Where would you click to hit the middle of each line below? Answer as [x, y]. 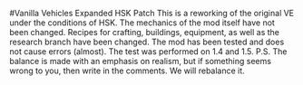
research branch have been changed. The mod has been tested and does [147, 42]
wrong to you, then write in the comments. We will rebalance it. [127, 71]
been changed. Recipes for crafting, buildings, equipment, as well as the [144, 32]
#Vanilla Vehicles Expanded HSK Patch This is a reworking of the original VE [152, 13]
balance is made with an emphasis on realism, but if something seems [141, 61]
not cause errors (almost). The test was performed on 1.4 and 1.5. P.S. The [148, 52]
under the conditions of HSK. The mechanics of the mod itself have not [142, 23]
